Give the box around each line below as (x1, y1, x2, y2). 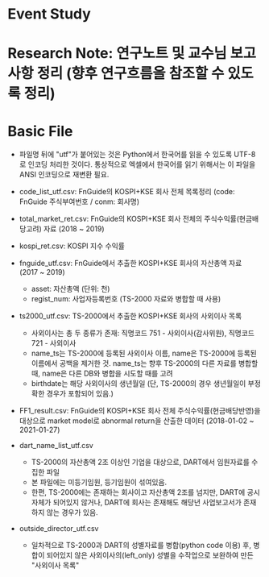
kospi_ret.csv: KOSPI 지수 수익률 (19, 241, 126, 251)
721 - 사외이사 (31, 338, 77, 348)
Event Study (7, 5, 92, 23)
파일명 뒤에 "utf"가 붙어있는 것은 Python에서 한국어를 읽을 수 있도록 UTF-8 (19, 150, 256, 160)
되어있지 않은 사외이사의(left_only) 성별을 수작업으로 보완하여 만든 (46, 550, 255, 560)
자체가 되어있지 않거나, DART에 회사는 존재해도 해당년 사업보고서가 (31, 497, 242, 508)
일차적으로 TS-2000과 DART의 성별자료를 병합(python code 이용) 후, (31, 541, 251, 550)
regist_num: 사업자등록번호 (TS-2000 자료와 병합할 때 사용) (31, 294, 221, 304)
